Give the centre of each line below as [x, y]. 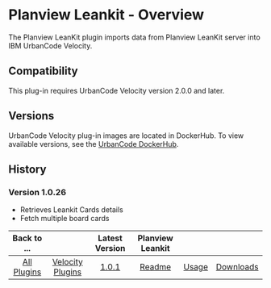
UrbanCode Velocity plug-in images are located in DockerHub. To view [126, 136]
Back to [27, 238]
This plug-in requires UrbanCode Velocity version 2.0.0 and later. [117, 90]
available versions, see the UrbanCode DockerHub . [94, 144]
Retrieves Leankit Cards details [71, 210]
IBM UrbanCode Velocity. [50, 45]
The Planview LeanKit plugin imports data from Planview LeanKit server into [134, 37]
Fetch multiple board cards [65, 219]
